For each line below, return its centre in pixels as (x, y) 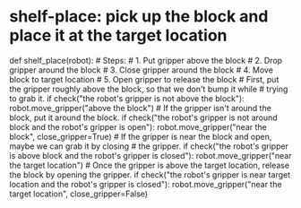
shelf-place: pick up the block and (139, 17)
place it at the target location (118, 35)
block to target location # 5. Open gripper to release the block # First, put (144, 79)
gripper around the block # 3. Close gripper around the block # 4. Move (141, 70)
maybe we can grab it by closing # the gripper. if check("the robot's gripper (149, 146)
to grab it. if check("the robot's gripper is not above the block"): (127, 98)
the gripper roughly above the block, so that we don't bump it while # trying (149, 89)
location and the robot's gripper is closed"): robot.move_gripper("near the (146, 184)
